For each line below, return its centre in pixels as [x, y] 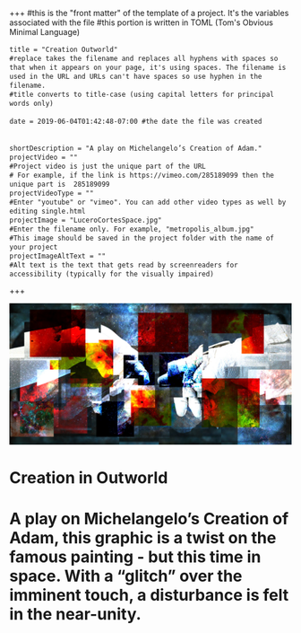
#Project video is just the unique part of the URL [107, 166]
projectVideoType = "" [52, 193]
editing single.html [48, 211]
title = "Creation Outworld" [64, 49]
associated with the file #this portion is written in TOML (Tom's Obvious [141, 22]
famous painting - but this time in [135, 557]
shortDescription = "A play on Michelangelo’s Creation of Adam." [136, 148]
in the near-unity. [75, 615]
